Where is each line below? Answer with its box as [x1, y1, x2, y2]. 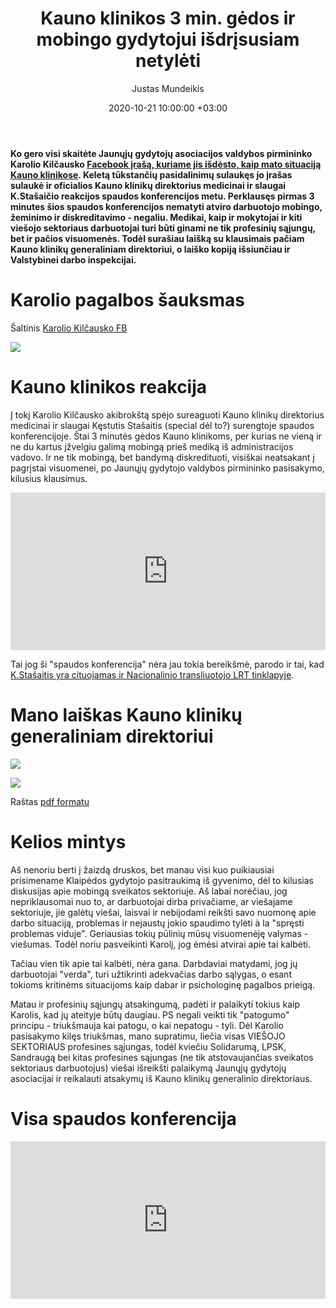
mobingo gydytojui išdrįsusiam [36, 28, 300, 51]
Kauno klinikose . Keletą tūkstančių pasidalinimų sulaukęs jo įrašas [10, 168, 293, 181]
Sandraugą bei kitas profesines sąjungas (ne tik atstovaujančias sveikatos [10, 1051, 314, 1063]
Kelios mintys [10, 830, 127, 853]
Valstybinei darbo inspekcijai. [10, 253, 137, 266]
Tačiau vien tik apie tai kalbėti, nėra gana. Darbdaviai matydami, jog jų [10, 957, 298, 969]
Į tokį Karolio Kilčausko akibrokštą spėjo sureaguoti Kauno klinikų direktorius [10, 408, 325, 421]
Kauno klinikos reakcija [10, 376, 208, 399]
